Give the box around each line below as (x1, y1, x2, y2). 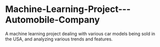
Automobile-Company (5, 14, 100, 25)
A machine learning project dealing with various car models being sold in (5, 30, 155, 36)
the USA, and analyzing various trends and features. (5, 36, 113, 42)
